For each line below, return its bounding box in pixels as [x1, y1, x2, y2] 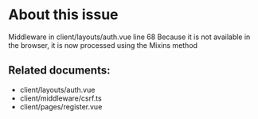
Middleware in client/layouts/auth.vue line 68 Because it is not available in [8, 32, 251, 42]
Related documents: [8, 64, 111, 77]
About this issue [8, 6, 119, 24]
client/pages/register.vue [19, 101, 103, 111]
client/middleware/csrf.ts [19, 93, 102, 103]
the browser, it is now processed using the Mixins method [8, 40, 197, 50]
